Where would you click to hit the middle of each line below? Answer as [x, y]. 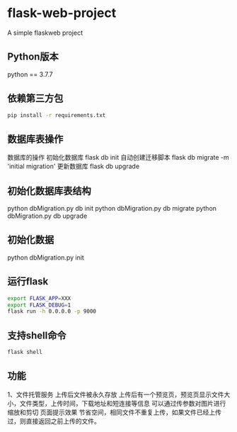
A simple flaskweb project [45, 33]
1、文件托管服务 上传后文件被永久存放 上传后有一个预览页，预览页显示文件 [116, 394]
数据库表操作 [35, 139]
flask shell [25, 353]
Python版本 [33, 57]
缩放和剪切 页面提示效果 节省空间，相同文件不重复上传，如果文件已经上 [111, 412]
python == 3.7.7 [30, 74]
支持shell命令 [37, 335]
